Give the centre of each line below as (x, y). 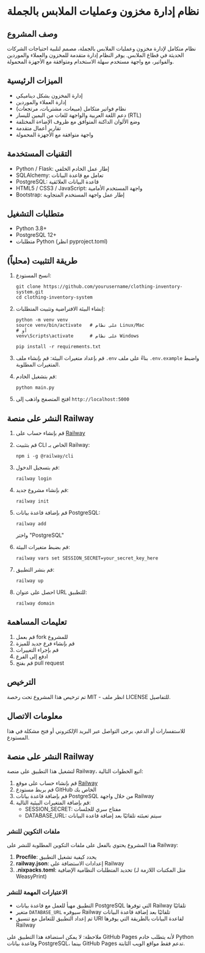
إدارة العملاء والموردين (41, 102)
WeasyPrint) (31, 876)
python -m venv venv (42, 320)
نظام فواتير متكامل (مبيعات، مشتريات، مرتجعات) (71, 108)
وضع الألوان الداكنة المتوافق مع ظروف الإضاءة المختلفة (78, 121)
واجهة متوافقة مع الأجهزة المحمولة (55, 134)
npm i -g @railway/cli (45, 456)
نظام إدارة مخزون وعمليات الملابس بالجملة (103, 11)
